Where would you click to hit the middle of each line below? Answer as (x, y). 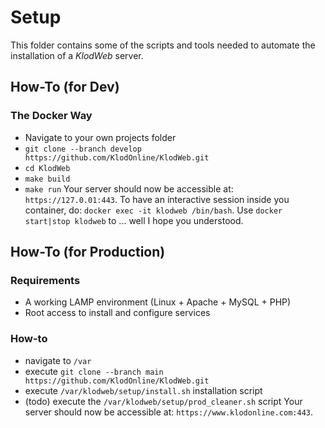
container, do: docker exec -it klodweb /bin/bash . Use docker (153, 210)
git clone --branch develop (83, 149)
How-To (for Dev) (65, 87)
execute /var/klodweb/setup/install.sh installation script (143, 390)
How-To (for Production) (88, 252)
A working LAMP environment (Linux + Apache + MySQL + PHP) (158, 302)
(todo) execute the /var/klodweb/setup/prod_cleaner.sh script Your (163, 401)
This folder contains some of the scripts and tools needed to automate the (163, 45)
